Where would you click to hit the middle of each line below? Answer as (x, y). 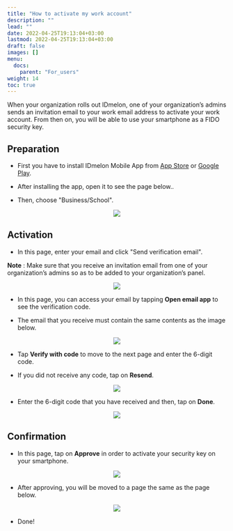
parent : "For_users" (49, 72)
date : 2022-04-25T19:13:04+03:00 (56, 33)
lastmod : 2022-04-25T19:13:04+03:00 (60, 40)
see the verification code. (54, 307)
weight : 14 (23, 78)
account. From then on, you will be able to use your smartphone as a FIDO (114, 120)
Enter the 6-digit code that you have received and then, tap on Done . (116, 401)
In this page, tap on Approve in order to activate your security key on (116, 453)
